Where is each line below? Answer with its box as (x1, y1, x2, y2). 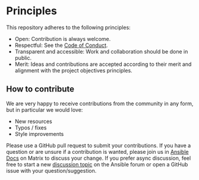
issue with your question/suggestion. (6, 167, 97, 174)
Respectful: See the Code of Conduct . (14, 42, 108, 49)
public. (14, 54, 32, 61)
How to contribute (6, 84, 75, 94)
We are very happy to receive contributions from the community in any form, (6, 100, 194, 107)
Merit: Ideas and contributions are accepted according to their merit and (14, 61, 192, 68)
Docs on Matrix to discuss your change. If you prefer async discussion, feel (6, 154, 191, 162)
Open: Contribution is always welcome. (14, 35, 111, 42)
